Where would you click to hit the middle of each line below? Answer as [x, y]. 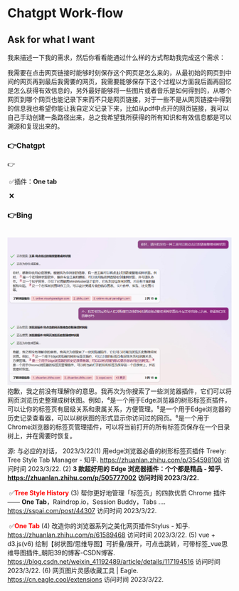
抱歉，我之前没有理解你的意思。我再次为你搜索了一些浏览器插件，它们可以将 [119, 391]
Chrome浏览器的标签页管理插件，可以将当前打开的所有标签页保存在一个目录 [119, 427]
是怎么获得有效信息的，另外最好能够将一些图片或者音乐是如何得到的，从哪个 [119, 90]
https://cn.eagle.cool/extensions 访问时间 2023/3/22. [86, 580]
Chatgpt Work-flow [65, 13]
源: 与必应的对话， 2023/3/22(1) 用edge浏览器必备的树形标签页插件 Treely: [117, 451]
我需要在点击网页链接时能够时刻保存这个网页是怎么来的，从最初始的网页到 [116, 72]
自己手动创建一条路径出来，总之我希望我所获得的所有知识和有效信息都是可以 [119, 117]
